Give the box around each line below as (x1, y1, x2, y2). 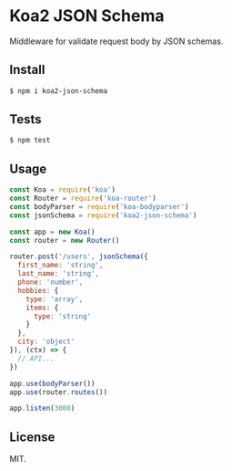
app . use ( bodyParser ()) (9, 379, 96, 388)
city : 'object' (17, 337, 76, 347)
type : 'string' (33, 311, 92, 320)
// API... (17, 353, 55, 363)
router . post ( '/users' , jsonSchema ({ (9, 252, 148, 261)
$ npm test (9, 136, 51, 145)
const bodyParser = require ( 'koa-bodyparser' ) (9, 202, 189, 211)
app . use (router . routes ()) (9, 387, 107, 397)
